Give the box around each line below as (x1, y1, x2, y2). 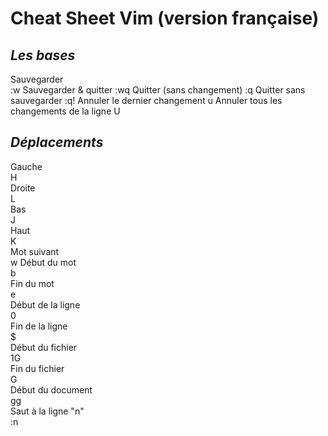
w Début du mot (10, 256, 77, 268)
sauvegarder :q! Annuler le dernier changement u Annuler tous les (10, 95, 283, 106)
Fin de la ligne (10, 320, 68, 332)
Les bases (10, 47, 76, 64)
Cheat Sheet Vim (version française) (10, 7, 320, 30)
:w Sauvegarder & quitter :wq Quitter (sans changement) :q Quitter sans (10, 84, 306, 96)
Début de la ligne (10, 298, 81, 311)
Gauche (10, 160, 43, 172)
